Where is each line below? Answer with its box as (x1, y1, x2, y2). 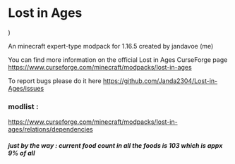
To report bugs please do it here (8, 76, 102, 85)
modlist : (8, 101, 39, 111)
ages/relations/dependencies (8, 125, 94, 134)
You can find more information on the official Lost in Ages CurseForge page (8, 55, 228, 64)
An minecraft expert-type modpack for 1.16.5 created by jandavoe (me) (8, 42, 214, 50)
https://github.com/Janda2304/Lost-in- (102, 76, 218, 85)
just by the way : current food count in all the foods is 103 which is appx (8, 141, 223, 149)
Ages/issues (8, 84, 44, 92)
